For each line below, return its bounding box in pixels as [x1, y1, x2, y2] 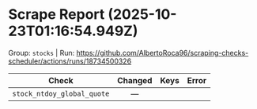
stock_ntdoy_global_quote [12, 89, 110, 98]
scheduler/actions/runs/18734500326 [8, 56, 132, 66]
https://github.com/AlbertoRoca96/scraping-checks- [76, 48, 249, 57]
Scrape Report [8, 5, 105, 24]
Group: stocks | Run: [8, 48, 75, 57]
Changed [117, 74, 153, 85]
